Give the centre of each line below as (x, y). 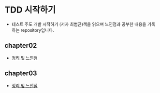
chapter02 (21, 46)
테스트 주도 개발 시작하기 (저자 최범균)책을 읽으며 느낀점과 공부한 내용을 (79, 24)
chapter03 (21, 73)
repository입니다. (37, 30)
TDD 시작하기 (30, 10)
